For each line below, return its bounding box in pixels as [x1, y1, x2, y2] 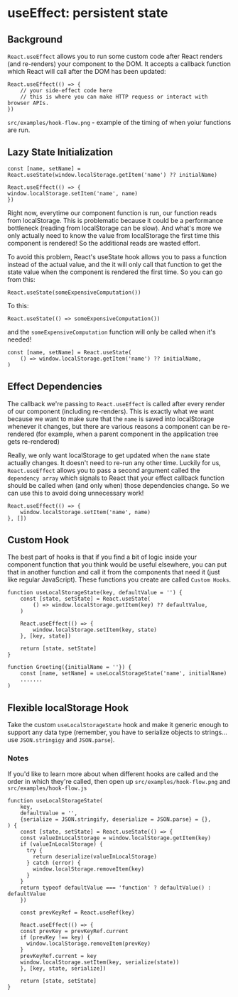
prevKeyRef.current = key [20, 952, 97, 959]
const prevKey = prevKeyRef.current [20, 927, 129, 935]
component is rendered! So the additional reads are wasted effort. [7, 239, 200, 247]
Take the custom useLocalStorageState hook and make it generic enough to [7, 721, 229, 729]
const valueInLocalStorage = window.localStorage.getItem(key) [20, 834, 212, 841]
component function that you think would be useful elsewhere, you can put [7, 560, 227, 569]
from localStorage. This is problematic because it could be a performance [7, 216, 224, 224]
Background [7, 33, 63, 45]
